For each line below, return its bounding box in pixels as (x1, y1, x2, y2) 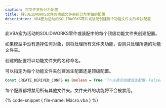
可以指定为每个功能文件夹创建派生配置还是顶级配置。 (5, 68, 114, 74)
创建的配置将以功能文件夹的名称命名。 (5, 58, 83, 64)
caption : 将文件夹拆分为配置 (5, 7, 58, 12)
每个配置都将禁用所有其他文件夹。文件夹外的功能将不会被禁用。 (5, 87, 135, 94)
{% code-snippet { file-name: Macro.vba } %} (5, 97, 99, 104)
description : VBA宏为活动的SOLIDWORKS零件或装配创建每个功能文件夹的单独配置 (5, 16, 151, 21)
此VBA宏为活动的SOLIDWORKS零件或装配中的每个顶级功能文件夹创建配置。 (5, 31, 160, 36)
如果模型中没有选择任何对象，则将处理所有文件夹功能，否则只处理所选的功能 (5, 41, 161, 47)
